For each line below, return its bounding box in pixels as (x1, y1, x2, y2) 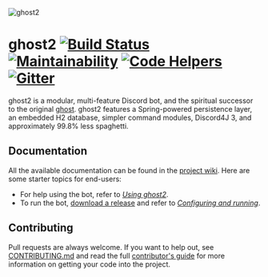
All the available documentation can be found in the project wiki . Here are (8, 165, 250, 175)
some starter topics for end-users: (8, 174, 122, 184)
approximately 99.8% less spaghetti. (8, 121, 130, 131)
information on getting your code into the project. (8, 259, 170, 269)
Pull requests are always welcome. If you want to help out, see (8, 242, 214, 251)
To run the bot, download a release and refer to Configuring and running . (19, 198, 261, 208)
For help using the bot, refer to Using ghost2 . (19, 189, 169, 199)
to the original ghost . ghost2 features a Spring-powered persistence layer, (8, 104, 253, 113)
